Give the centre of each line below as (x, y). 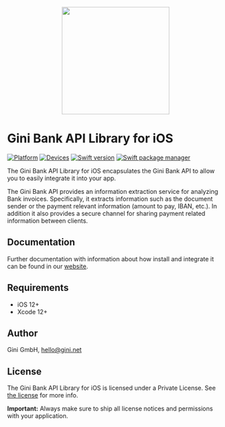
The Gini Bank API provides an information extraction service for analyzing (113, 191)
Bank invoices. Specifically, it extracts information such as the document (110, 199)
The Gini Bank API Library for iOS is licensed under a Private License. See (111, 388)
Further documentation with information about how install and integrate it (111, 259)
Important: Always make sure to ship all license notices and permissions (110, 408)
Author (22, 333)
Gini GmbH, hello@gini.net (44, 350)
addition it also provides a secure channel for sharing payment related (106, 213)
